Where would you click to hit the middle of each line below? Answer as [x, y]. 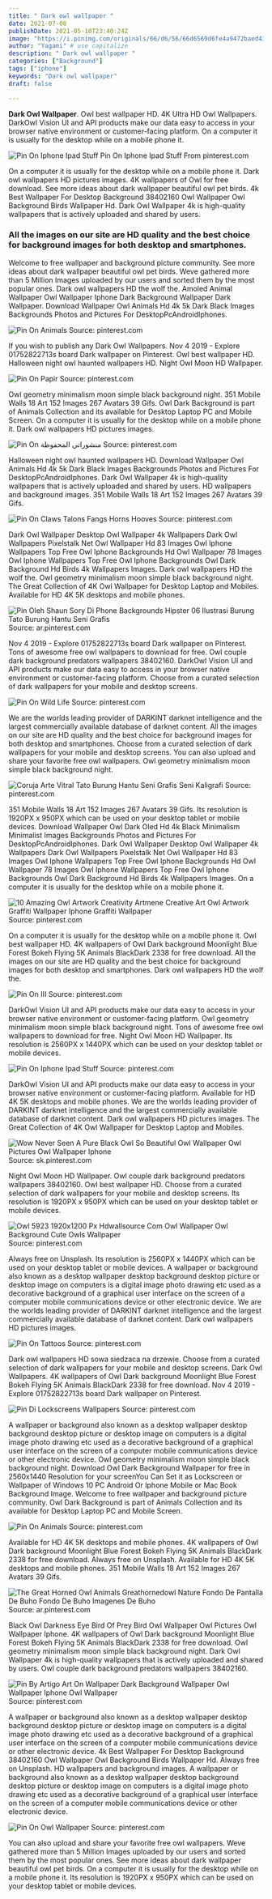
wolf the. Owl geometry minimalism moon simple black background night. [131, 577]
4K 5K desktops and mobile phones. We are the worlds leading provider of [133, 1101]
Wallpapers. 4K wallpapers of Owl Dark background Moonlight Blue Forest [132, 1376]
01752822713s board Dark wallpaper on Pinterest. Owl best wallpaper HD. [132, 354]
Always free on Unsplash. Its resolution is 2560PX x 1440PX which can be [132, 1258]
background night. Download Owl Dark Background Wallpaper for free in [130, 1467]
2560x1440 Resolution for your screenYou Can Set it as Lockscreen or [125, 1476]
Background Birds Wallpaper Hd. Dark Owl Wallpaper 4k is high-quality [127, 205]
